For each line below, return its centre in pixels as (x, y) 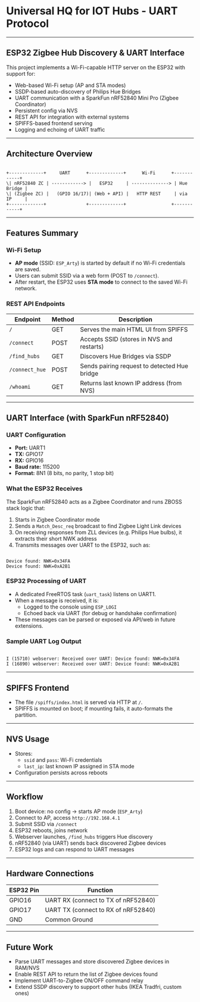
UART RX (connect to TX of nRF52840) (100, 900)
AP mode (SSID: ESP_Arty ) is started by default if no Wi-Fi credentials (100, 263)
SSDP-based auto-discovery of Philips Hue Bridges (78, 91)
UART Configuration (36, 435)
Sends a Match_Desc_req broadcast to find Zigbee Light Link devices (98, 526)
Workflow (25, 797)
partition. (26, 715)
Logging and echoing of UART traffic (60, 129)
